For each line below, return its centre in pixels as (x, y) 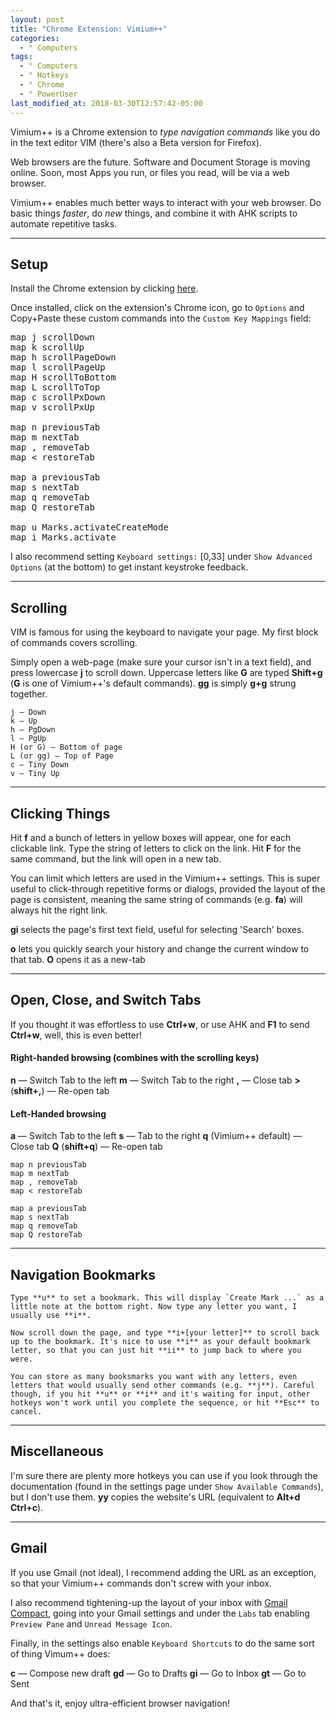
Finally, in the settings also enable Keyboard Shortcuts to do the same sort (162, 1643)
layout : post (37, 19)
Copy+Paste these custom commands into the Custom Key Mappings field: (161, 318)
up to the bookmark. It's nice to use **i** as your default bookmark (160, 1341)
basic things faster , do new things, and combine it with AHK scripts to (154, 213)
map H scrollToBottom (63, 377)
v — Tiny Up (35, 774)
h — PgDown (33, 730)
